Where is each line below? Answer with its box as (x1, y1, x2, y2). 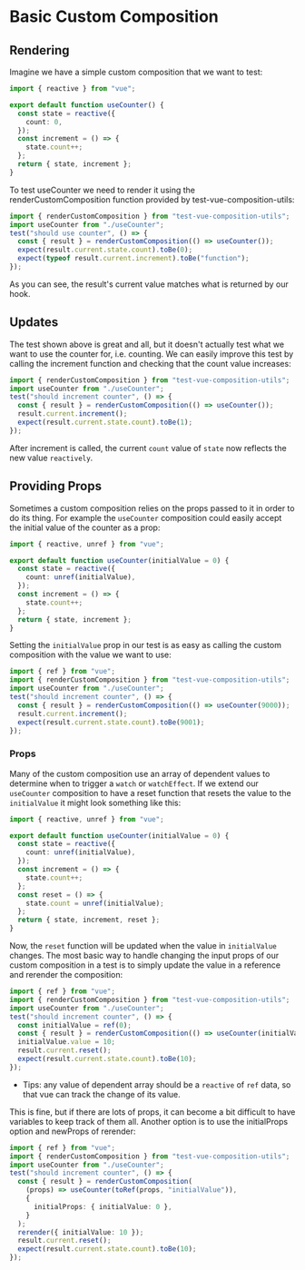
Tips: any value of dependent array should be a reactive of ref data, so (22, 1078, 291, 1090)
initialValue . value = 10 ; (17, 1038, 116, 1047)
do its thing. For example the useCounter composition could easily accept (9, 512, 282, 523)
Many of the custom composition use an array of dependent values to (9, 768, 271, 779)
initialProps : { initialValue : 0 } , (33, 1202, 172, 1211)
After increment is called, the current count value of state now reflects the (9, 442, 288, 453)
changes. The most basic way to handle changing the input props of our (9, 950, 280, 961)
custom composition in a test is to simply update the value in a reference (9, 960, 281, 970)
